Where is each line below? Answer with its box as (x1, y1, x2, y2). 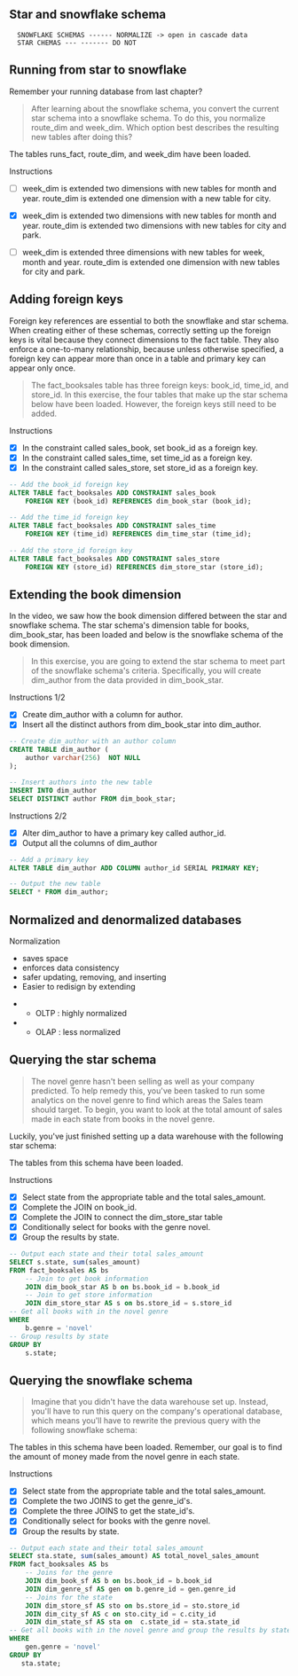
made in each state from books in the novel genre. (30, 1113, 216, 1124)
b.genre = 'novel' (25, 1323, 93, 1333)
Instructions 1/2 (9, 692, 66, 703)
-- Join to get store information (25, 1290, 153, 1300)
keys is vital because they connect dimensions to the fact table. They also (9, 334, 279, 345)
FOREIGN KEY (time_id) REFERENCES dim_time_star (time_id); (25, 529, 252, 539)
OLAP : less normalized (35, 1026, 122, 1037)
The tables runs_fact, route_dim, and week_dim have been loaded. (9, 148, 251, 159)
